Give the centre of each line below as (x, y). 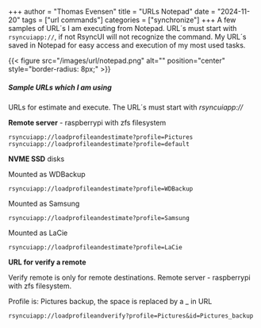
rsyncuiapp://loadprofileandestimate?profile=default (99, 144)
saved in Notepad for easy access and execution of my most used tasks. (127, 45)
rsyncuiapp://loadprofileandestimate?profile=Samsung (99, 218)
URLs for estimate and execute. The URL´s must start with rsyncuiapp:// (126, 107)
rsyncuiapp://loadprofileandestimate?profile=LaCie (95, 247)
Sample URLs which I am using (60, 87)
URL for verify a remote (47, 262)
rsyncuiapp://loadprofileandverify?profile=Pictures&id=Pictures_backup (131, 316)
